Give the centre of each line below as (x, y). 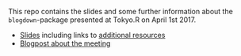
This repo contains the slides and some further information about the (121, 11)
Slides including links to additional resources (92, 35)
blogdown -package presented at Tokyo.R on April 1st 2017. (102, 20)
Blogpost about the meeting (65, 43)
